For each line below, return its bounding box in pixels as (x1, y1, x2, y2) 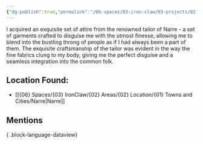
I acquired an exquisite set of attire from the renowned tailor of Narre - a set (6, 25, 195, 33)
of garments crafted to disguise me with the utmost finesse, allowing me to (6, 31, 193, 39)
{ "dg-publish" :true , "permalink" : (6, 8, 91, 15)
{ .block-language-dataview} (6, 131, 78, 139)
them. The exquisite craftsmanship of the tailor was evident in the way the (6, 45, 190, 52)
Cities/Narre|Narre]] (14, 97, 65, 105)
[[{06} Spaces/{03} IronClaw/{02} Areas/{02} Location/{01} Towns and (14, 91, 193, 99)
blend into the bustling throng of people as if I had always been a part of (6, 38, 186, 45)
